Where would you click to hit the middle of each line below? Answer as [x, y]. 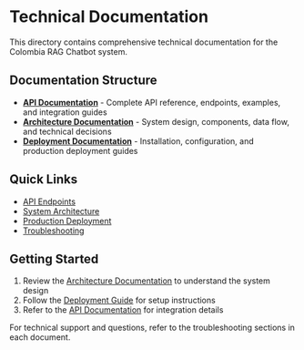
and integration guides [65, 112]
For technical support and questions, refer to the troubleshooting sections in [152, 328]
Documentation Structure [83, 81]
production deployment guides [80, 150]
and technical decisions [67, 131]
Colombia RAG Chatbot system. [68, 51]
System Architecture [61, 211]
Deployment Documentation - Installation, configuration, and [138, 141]
